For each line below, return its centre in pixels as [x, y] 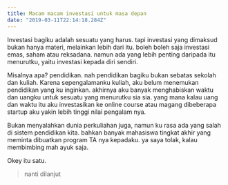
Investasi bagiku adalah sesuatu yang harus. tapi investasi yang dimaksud [112, 39]
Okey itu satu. [27, 160]
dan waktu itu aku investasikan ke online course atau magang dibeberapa [112, 104]
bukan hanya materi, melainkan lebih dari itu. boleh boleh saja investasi [108, 47]
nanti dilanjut [42, 174]
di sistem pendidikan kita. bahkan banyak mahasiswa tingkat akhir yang [109, 133]
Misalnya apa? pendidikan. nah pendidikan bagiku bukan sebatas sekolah [112, 75]
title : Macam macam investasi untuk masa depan [77, 13]
